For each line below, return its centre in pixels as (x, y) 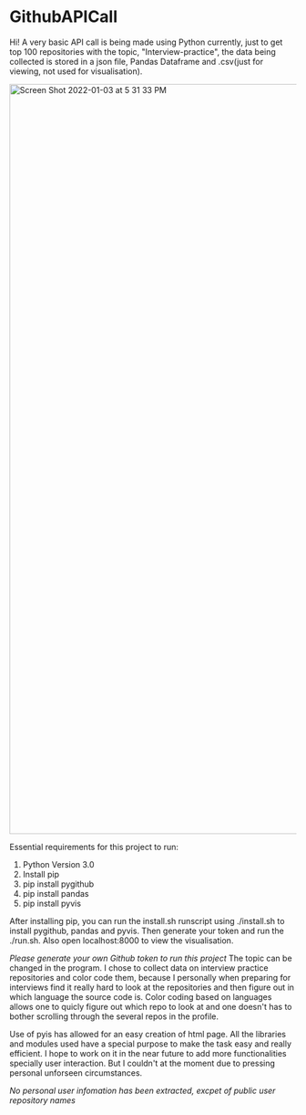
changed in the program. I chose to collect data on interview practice (139, 968)
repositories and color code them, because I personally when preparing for (150, 977)
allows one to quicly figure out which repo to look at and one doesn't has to (151, 1006)
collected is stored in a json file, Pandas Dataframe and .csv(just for (137, 61)
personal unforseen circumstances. (76, 1073)
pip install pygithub (58, 884)
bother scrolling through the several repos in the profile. (114, 1016)
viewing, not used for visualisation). (76, 71)
